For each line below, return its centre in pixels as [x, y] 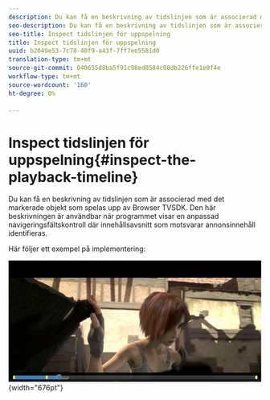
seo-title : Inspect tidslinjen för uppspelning [90, 34]
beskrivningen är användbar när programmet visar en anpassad [114, 216]
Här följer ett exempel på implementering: [77, 249]
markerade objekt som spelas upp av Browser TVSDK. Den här [112, 208]
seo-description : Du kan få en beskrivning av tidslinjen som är [120, 25]
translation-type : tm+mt [50, 60]
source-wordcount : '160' [50, 85]
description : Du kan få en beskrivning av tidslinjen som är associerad [133, 17]
